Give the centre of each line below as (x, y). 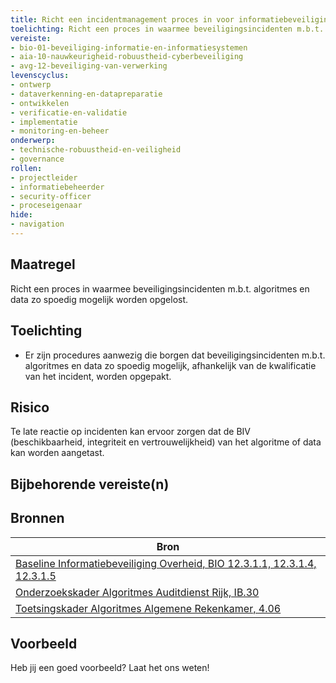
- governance (37, 159)
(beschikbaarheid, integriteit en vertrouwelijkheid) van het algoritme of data (166, 442)
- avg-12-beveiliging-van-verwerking (89, 66)
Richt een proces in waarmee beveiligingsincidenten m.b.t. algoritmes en (160, 288)
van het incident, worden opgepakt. (98, 376)
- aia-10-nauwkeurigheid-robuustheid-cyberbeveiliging (127, 57)
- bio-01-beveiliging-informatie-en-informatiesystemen (129, 47)
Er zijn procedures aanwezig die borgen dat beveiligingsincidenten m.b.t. (175, 355)
